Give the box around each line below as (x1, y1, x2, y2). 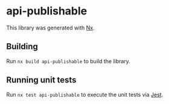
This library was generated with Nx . (6, 24, 95, 31)
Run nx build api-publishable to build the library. (6, 57, 131, 64)
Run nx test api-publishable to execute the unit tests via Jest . (6, 91, 164, 98)
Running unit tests (6, 75, 77, 85)
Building (6, 41, 38, 52)
